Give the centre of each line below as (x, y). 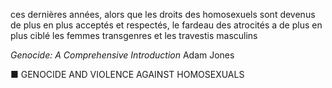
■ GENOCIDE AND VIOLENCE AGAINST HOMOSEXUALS (127, 74)
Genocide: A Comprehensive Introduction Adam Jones (122, 55)
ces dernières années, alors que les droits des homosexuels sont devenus (163, 14)
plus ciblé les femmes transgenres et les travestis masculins (134, 35)
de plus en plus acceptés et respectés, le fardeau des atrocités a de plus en (166, 25)
